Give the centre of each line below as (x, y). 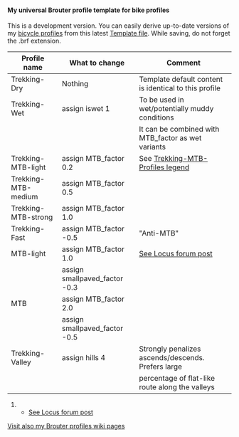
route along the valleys (176, 387)
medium (25, 197)
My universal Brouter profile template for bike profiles (89, 10)
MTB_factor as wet (170, 138)
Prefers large (160, 367)
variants (152, 147)
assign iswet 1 (86, 109)
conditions (156, 117)
